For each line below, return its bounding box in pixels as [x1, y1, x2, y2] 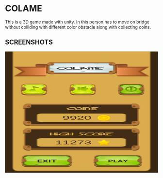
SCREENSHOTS [5, 38, 53, 47]
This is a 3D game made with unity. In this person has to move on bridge [5, 19, 149, 25]
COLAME [5, 3, 43, 14]
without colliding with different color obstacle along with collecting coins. [5, 24, 151, 30]
